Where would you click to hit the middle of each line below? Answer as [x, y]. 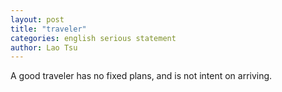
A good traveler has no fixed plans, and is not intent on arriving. [141, 76]
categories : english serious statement [93, 38]
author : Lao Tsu [44, 47]
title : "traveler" [48, 29]
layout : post [37, 19]
